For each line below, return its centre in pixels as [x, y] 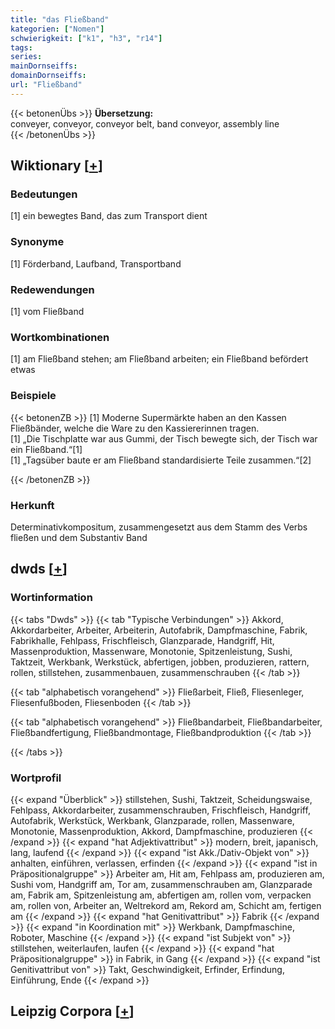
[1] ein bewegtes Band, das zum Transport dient [109, 216]
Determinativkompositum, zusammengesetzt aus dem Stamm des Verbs [159, 527]
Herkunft [32, 505]
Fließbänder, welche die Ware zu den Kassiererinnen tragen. [135, 428]
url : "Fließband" [46, 85]
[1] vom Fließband [47, 312]
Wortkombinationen [60, 337]
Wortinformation [51, 598]
